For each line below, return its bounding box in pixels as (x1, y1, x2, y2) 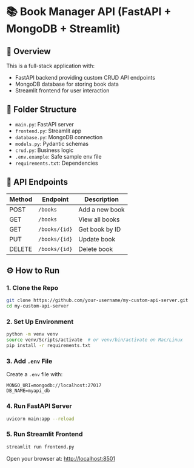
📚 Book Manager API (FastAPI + (6, 5, 172, 19)
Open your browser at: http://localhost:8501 (6, 455, 115, 462)
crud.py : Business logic (15, 146, 74, 154)
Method (9, 195, 33, 204)
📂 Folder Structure (6, 105, 77, 115)
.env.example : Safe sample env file (15, 153, 102, 160)
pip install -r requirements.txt (6, 343, 91, 349)
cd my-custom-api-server (6, 303, 69, 309)
